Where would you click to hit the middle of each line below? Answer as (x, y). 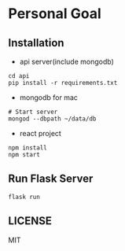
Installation (36, 43)
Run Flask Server (51, 179)
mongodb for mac (49, 98)
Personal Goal (55, 14)
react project (40, 133)
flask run (24, 197)
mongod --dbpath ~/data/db (52, 119)
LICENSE (30, 221)
